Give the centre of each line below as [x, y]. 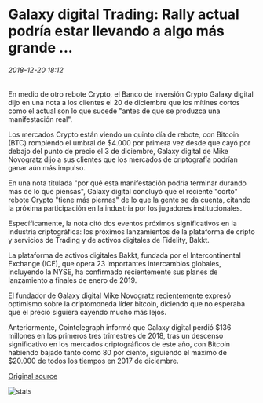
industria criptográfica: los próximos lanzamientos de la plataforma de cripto [131, 232]
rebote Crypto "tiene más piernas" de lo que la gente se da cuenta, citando [130, 200]
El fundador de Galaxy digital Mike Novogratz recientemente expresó [120, 295]
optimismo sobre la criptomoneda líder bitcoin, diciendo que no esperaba [127, 304]
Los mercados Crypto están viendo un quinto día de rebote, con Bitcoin [124, 134]
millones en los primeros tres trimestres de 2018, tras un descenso [116, 336]
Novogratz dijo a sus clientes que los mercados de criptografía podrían [123, 159]
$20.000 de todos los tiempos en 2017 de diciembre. [93, 361]
